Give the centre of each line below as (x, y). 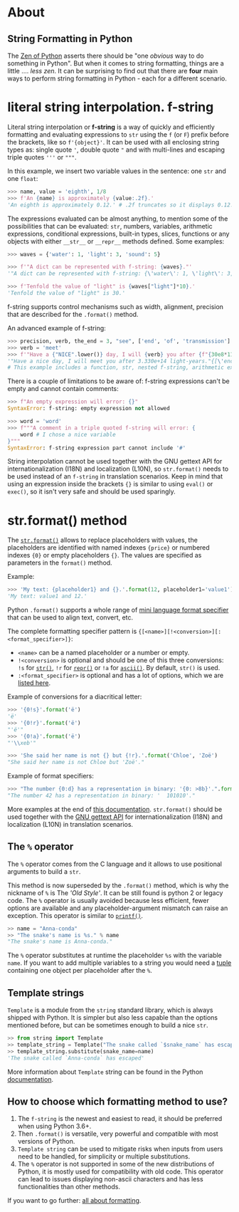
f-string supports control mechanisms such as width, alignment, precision (116, 306)
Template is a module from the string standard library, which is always (110, 1010)
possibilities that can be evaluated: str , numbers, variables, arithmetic (110, 226)
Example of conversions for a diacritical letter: (75, 697)
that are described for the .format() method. (73, 314)
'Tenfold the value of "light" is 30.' (67, 293)
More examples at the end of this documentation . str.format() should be (115, 809)
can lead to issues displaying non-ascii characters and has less (111, 1179)
